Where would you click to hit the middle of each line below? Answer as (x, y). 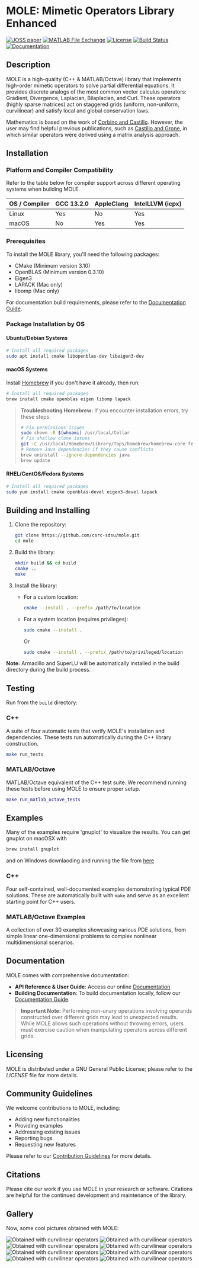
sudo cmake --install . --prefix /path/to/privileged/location (103, 652)
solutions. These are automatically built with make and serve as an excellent (98, 895)
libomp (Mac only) (37, 291)
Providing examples (39, 1126)
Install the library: (36, 585)
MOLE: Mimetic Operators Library (90, 11)
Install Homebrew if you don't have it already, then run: (73, 383)
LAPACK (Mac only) (39, 284)
